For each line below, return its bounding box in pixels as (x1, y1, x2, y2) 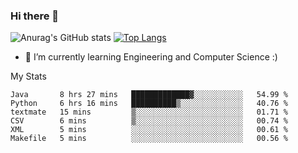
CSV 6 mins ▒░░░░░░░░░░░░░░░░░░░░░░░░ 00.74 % (10, 116, 288, 126)
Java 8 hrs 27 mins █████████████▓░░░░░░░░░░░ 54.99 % (10, 90, 288, 100)
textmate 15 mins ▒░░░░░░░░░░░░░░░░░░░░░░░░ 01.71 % (10, 107, 288, 118)
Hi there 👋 (10, 9, 60, 23)
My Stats (10, 70, 47, 83)
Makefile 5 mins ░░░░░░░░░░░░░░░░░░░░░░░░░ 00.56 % (10, 134, 288, 144)
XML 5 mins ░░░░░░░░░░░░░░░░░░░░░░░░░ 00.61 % (10, 125, 288, 135)
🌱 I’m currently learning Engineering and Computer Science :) (24, 51, 278, 63)
